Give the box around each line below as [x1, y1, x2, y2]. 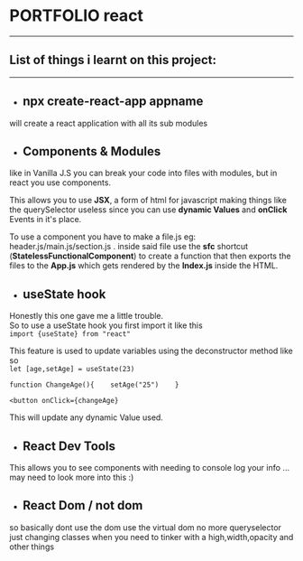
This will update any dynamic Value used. [9, 412, 164, 423]
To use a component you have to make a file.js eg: [9, 231, 197, 242]
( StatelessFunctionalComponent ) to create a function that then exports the [9, 250, 291, 262]
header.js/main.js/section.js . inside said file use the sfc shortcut [9, 241, 249, 252]
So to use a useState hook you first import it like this [9, 320, 203, 331]
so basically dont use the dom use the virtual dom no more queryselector [9, 521, 282, 533]
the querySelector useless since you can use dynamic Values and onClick [9, 204, 288, 215]
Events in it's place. [9, 214, 82, 225]
